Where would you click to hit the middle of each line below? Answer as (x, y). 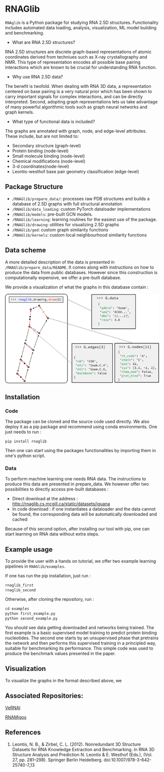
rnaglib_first (20, 585)
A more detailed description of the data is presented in (60, 262)
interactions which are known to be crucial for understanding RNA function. (81, 67)
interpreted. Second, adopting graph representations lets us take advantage (81, 101)
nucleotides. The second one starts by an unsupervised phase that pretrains (82, 638)
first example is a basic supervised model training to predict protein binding (81, 633)
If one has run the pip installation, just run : (48, 576)
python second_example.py (31, 619)
